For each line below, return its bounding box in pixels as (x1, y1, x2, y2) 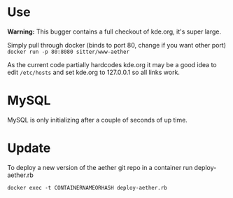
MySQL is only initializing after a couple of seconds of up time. (7, 115, 188, 124)
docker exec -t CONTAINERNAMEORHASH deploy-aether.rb (7, 184, 168, 191)
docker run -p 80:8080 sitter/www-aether (7, 48, 130, 55)
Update (7, 141, 51, 156)
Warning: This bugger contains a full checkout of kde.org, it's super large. (7, 27, 222, 36)
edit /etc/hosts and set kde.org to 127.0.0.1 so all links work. (7, 68, 181, 76)
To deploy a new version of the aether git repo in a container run (7, 163, 193, 171)
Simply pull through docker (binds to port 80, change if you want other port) (7, 41, 226, 49)
